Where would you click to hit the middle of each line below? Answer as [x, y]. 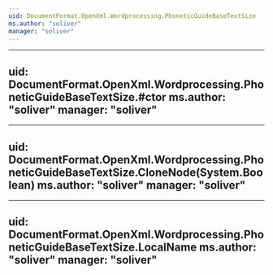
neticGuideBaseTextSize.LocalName [103, 248]
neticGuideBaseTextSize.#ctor [87, 97]
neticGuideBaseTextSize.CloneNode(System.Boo [136, 172]
